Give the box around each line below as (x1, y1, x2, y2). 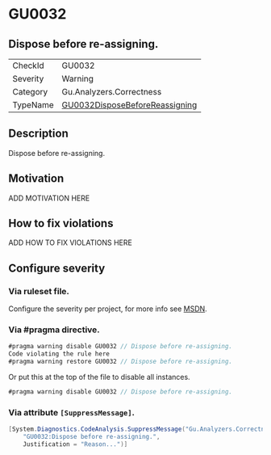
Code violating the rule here (8, 350, 110, 358)
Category (12, 86, 48, 97)
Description (8, 127, 69, 141)
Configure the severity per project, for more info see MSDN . (8, 304, 207, 314)
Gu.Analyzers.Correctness (61, 86, 162, 97)
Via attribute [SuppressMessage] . (8, 407, 135, 418)
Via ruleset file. (8, 285, 70, 297)
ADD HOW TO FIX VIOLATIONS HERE (8, 238, 133, 247)
